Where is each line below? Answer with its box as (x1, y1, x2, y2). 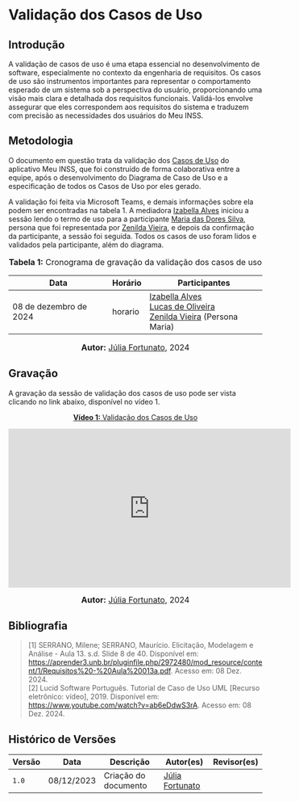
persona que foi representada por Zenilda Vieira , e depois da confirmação (8, 222, 255, 232)
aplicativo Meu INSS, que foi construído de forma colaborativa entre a (8, 164, 240, 174)
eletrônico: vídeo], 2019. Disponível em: (27, 692, 160, 702)
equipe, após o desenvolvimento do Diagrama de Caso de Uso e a (8, 172, 228, 183)
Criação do (103, 770, 146, 781)
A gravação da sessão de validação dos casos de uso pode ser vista (8, 388, 236, 397)
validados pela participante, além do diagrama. (8, 240, 164, 250)
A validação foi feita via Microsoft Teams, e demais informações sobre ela (8, 196, 254, 207)
